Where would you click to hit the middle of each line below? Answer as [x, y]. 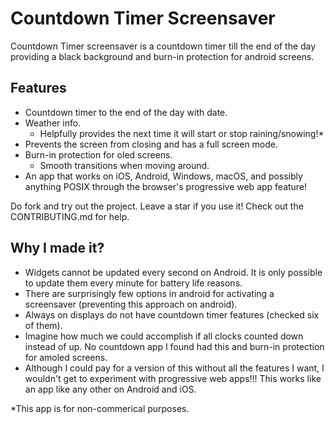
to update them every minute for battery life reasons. [133, 283]
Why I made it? [57, 248]
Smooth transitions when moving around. [124, 165]
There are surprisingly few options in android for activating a [149, 293]
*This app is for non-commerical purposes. [100, 408]
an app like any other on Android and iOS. [110, 389]
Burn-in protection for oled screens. [98, 154]
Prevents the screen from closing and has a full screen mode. [151, 144]
